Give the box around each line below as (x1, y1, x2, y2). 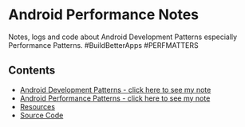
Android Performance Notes (8, 6, 200, 24)
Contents (8, 64, 56, 77)
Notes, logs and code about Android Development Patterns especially (8, 32, 238, 42)
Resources (19, 101, 56, 111)
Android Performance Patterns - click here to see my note (19, 93, 211, 103)
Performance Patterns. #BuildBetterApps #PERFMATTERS (8, 40, 199, 50)
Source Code (19, 110, 64, 120)
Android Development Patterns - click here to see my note (19, 85, 211, 94)
